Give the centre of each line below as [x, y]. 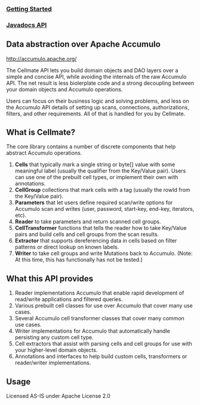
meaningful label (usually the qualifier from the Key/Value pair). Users [100, 171]
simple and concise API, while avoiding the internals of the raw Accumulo [96, 76]
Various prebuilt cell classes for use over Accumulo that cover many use [104, 306]
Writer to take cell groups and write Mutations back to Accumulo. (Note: [104, 253]
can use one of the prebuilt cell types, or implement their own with [96, 177]
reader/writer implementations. [53, 363]
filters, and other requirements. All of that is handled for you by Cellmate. [96, 113]
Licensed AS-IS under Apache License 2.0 [58, 396]
